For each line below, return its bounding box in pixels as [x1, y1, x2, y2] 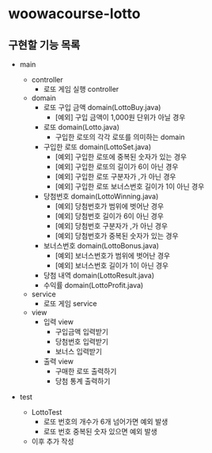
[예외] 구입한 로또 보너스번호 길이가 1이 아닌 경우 [55, 182, 205, 191]
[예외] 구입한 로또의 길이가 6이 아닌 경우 [55, 162, 179, 171]
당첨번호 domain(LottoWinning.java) [43, 191, 159, 201]
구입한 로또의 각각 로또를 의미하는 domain [55, 132, 185, 142]
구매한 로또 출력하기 [55, 367, 117, 376]
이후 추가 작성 [31, 436, 74, 446]
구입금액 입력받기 [55, 327, 109, 336]
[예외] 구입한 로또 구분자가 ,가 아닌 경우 [55, 172, 176, 181]
